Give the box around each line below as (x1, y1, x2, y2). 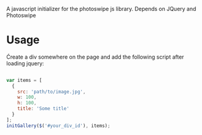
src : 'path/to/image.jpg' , (17, 89, 86, 95)
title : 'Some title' (17, 106, 70, 112)
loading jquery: (6, 59, 45, 67)
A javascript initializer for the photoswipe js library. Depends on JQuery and (6, 5, 197, 12)
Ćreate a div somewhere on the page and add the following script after (6, 53, 184, 60)
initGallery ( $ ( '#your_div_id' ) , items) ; (6, 122, 111, 129)
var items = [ (6, 77, 43, 83)
